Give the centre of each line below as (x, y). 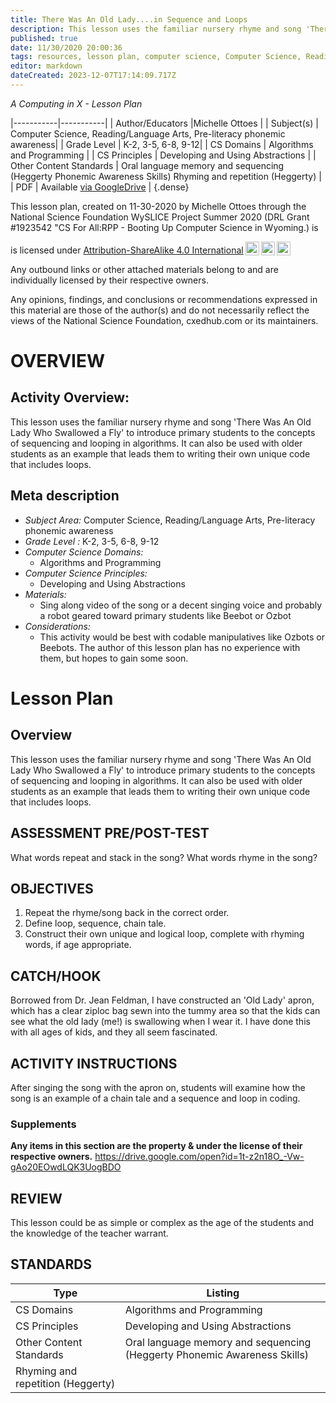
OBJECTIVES (52, 888)
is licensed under (46, 250)
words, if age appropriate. (78, 945)
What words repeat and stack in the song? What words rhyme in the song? (164, 857)
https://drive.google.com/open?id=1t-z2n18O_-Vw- (199, 1157)
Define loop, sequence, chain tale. (95, 923)
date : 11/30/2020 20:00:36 (66, 47)
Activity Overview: (70, 397)
